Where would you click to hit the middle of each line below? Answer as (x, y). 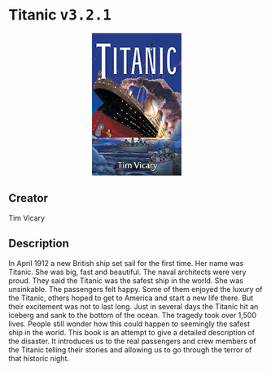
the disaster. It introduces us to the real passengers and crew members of (132, 341)
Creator (28, 198)
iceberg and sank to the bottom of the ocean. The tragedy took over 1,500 (132, 315)
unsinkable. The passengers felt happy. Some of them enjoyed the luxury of (135, 289)
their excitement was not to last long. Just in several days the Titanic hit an (133, 306)
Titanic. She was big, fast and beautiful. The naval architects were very (127, 272)
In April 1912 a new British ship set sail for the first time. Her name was (126, 263)
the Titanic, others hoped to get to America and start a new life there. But (131, 298)
